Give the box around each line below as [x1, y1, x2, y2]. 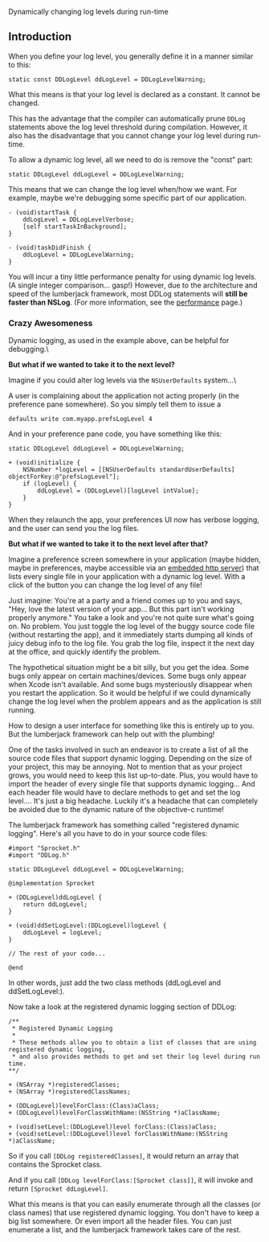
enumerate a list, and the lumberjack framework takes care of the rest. [8, 1225, 242, 1235]
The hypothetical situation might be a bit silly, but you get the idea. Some [8, 663, 250, 672]
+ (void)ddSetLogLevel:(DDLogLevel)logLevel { [8, 921, 167, 930]
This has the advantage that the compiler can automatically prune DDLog [8, 113, 246, 123]
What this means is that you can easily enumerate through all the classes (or [8, 1199, 261, 1209]
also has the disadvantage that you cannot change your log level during [8, 130, 246, 140]
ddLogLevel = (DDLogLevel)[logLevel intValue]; [37, 487, 199, 495]
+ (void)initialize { [8, 459, 81, 467]
